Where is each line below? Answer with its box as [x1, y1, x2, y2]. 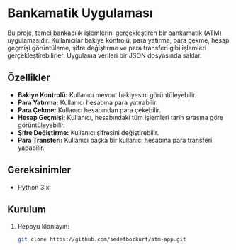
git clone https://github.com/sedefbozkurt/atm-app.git [17, 236, 186, 243]
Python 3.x [17, 183, 50, 191]
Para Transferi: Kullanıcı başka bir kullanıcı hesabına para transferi [17, 136, 213, 144]
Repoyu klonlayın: [17, 222, 69, 231]
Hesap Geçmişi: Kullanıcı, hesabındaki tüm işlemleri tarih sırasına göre [17, 113, 224, 121]
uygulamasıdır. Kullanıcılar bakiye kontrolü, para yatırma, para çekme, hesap [7, 36, 230, 44]
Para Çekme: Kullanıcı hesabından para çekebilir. [17, 105, 162, 114]
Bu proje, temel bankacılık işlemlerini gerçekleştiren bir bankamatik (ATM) [7, 28, 222, 37]
